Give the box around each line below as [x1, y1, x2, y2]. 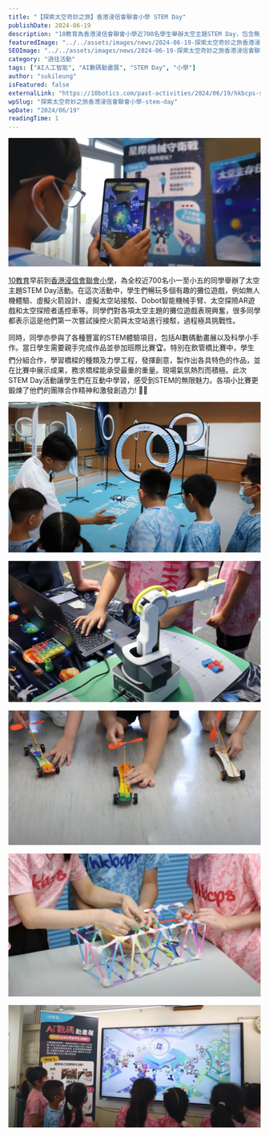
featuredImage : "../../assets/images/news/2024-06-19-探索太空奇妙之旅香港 [8, 39, 255, 47]
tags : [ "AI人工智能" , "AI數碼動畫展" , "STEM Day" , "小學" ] [8, 64, 196, 72]
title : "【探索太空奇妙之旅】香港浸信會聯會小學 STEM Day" [8, 13, 187, 21]
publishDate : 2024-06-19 [8, 21, 91, 30]
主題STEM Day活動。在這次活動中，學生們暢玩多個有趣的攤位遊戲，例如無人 [8, 285, 260, 295]
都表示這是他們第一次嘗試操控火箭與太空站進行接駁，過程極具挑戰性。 [8, 316, 240, 325]
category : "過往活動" [8, 55, 76, 63]
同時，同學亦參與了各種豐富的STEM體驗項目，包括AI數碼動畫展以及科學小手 [8, 332, 259, 342]
